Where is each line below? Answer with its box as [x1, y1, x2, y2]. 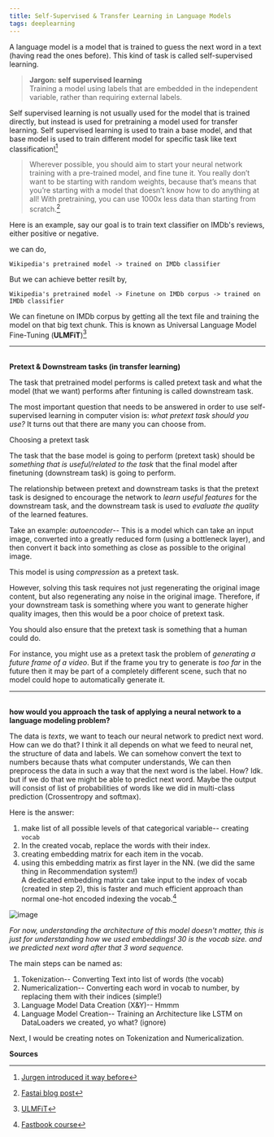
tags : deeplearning [9, 20, 76, 28]
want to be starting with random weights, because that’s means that [28, 176, 257, 187]
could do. [9, 634, 41, 643]
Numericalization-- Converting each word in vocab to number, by [20, 983, 240, 993]
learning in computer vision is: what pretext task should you [48, 411, 249, 420]
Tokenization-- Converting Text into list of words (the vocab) [20, 974, 224, 984]
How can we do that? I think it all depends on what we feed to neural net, [9, 740, 254, 750]
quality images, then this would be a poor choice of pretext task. [9, 609, 225, 619]
